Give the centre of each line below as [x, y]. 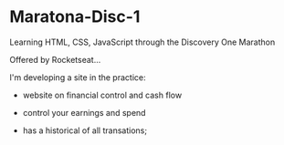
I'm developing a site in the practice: [78, 77]
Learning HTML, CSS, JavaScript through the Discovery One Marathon [142, 42]
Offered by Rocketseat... [55, 59]
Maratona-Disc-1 [75, 17]
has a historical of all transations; [85, 130]
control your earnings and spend [84, 112]
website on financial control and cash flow [102, 95]
